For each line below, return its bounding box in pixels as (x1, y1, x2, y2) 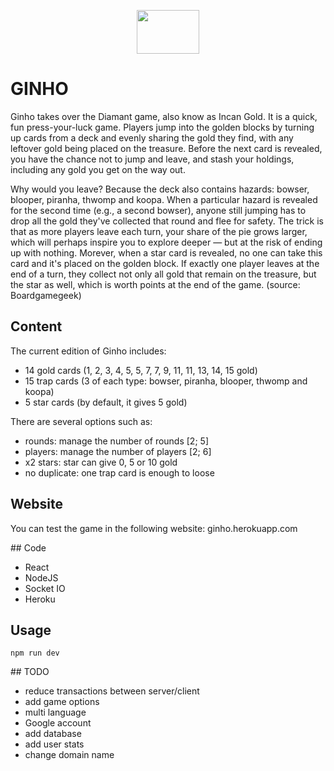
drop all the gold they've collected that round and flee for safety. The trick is (10, 215, 324, 227)
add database (24, 728, 82, 740)
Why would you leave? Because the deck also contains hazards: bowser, (10, 183, 310, 195)
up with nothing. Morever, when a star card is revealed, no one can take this (10, 246, 323, 259)
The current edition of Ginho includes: (10, 345, 167, 357)
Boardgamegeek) (10, 289, 82, 301)
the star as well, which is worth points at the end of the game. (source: (10, 278, 301, 290)
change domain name (24, 749, 115, 761)
